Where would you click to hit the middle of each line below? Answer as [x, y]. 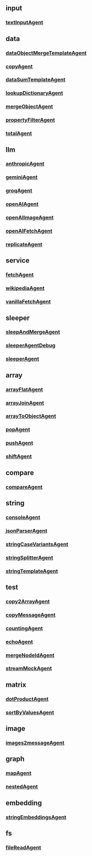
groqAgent [19, 191]
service [18, 260]
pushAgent [19, 443]
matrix [16, 685]
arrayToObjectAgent [31, 416]
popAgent [18, 430]
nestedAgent [22, 786]
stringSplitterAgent [30, 557]
